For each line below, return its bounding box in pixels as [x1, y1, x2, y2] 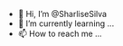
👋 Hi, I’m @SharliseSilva [17, 9, 107, 19]
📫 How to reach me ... [17, 28, 102, 39]
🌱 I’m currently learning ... [17, 18, 115, 29]
